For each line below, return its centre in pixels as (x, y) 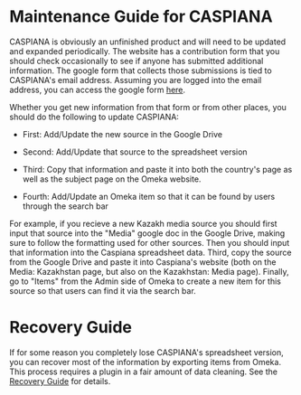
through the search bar (65, 206)
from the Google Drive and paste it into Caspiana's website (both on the (143, 262)
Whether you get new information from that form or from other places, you (148, 107)
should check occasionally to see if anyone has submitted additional (136, 61)
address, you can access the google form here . (98, 89)
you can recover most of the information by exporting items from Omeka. (146, 362)
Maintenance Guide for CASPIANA (141, 17)
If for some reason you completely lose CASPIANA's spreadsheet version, (147, 352)
